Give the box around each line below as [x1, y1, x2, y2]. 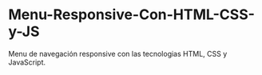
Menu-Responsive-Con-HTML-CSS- [8, 6, 256, 24]
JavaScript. [8, 57, 46, 67]
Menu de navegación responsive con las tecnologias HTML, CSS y [8, 49, 228, 58]
